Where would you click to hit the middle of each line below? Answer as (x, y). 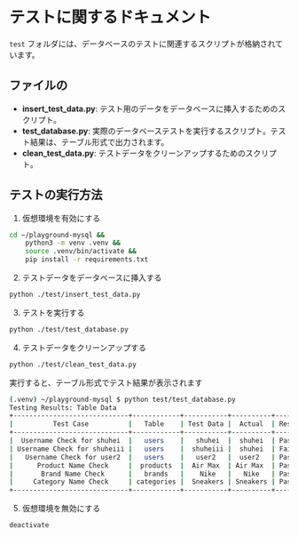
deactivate (29, 525)
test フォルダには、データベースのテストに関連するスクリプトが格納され (142, 44)
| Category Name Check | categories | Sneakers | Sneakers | (142, 482)
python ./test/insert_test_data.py (75, 295)
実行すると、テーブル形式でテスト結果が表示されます (106, 382)
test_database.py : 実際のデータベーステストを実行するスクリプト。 (146, 131)
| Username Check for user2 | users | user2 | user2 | (142, 457)
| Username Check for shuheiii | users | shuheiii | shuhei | (142, 449)
